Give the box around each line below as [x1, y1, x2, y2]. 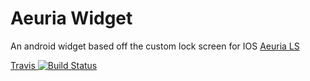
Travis [10, 59, 36, 71]
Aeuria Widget [10, 7, 133, 30]
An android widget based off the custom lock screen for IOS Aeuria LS [10, 40, 300, 52]
